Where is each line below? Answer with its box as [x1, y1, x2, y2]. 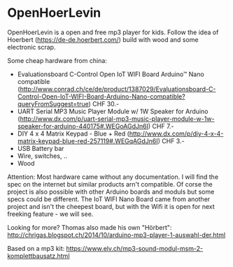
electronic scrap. [7, 43, 56, 51]
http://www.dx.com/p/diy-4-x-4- [129, 129, 224, 138]
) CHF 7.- [148, 122, 174, 130]
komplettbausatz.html [7, 252, 70, 260]
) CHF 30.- [88, 99, 120, 108]
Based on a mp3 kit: [7, 244, 65, 252]
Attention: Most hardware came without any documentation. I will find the [7, 173, 219, 181]
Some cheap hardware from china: [7, 56, 107, 64]
